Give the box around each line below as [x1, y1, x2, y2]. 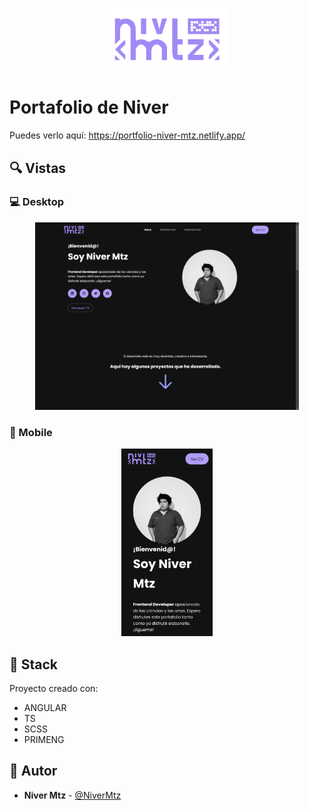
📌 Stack [9, 656, 59, 673]
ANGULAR [23, 701, 67, 713]
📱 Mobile [9, 425, 53, 439]
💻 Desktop [9, 195, 65, 209]
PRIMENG [23, 733, 65, 745]
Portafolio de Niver [9, 96, 169, 119]
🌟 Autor [9, 763, 58, 780]
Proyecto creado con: [9, 682, 99, 694]
